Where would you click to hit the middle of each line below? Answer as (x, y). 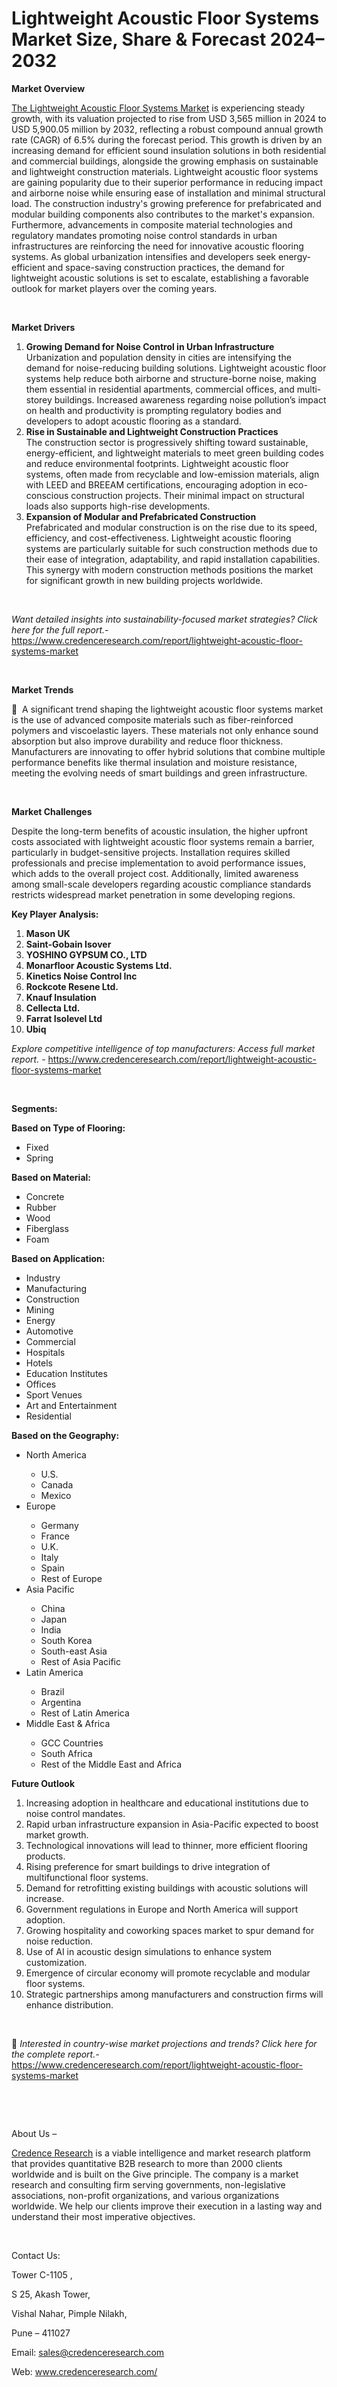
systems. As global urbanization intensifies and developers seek (144, 256)
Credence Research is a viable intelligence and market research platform (161, 2153)
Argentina (61, 1702)
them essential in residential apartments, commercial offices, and (160, 389)
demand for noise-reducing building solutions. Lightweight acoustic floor (176, 368)
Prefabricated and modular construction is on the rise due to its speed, (171, 527)
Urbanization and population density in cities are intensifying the (158, 357)
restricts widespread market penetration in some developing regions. (153, 894)
